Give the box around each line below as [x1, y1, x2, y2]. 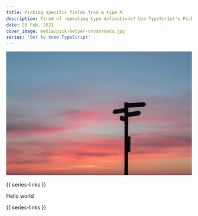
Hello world [6, 192, 34, 200]
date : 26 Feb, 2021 [6, 22, 54, 28]
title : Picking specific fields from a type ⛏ [6, 9, 124, 15]
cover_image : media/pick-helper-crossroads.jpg [6, 28, 126, 34]
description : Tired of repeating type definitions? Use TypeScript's [6, 15, 181, 22]
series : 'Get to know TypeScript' [6, 34, 91, 41]
